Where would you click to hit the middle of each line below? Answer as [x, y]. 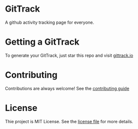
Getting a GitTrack [42, 42]
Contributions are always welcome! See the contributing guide [67, 88]
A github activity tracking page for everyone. [50, 22]
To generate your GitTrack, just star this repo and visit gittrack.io [69, 55]
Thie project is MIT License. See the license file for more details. [69, 121]
